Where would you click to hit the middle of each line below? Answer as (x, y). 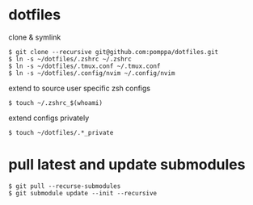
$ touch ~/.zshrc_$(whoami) (56, 102)
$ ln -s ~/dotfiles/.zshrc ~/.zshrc (70, 59)
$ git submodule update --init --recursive (83, 193)
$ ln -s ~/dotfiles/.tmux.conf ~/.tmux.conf (84, 66)
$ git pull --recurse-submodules (65, 186)
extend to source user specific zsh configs (80, 88)
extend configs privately (49, 118)
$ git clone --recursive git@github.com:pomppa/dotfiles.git (114, 52)
